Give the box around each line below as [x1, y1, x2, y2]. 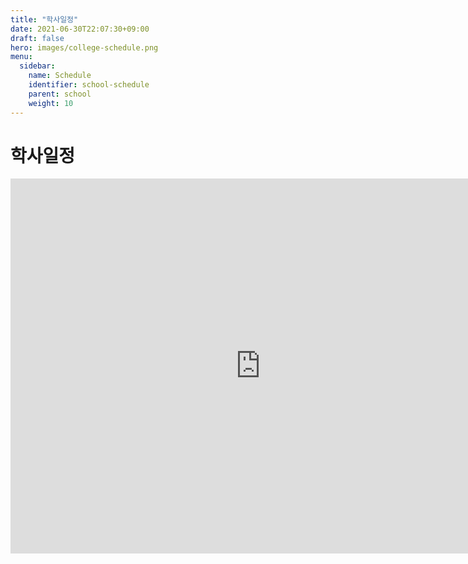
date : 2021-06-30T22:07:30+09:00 [10, 24, 150, 34]
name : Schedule [28, 71, 92, 81]
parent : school [28, 89, 92, 99]
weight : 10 [28, 98, 74, 108]
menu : [10, 52, 33, 62]
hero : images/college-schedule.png [10, 42, 159, 53]
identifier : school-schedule [28, 80, 150, 90]
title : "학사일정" [10, 14, 79, 25]
